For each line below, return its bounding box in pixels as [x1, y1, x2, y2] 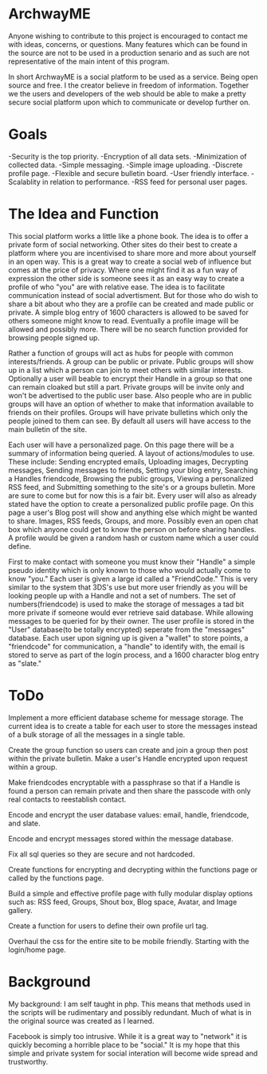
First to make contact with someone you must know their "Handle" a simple [8, 557, 256, 566]
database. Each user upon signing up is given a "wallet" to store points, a [8, 633, 249, 642]
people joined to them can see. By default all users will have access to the [8, 416, 251, 425]
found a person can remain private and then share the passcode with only [8, 786, 251, 795]
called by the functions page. [8, 873, 104, 883]
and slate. [8, 818, 41, 828]
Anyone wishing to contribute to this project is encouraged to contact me [8, 31, 249, 41]
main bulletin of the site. [8, 424, 88, 434]
